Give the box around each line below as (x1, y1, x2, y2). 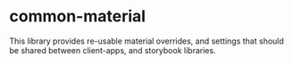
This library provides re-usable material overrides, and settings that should (9, 36, 284, 46)
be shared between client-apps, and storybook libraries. (9, 44, 216, 55)
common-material (9, 6, 146, 27)
